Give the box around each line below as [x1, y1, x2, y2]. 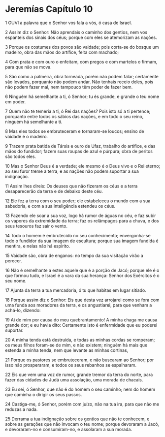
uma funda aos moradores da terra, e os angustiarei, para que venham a [5, 302, 152, 308]
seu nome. [5, 278, 27, 283]
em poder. [5, 98, 26, 104]
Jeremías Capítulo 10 [5, 3, 93, 15]
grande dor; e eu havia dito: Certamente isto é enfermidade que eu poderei [5, 322, 158, 328]
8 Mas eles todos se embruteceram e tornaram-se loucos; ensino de [5, 128, 144, 134]
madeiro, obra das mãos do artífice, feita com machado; [5, 49, 119, 55]
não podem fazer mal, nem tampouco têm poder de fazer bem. [5, 84, 133, 90]
